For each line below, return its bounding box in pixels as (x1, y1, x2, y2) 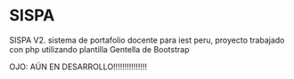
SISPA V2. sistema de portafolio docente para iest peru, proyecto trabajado (9, 35, 285, 45)
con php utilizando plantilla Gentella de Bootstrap (9, 43, 190, 54)
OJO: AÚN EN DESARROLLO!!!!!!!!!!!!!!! (9, 61, 147, 72)
